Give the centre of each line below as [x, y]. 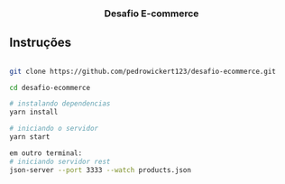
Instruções [41, 43]
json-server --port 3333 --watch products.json [101, 170]
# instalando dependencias [60, 104]
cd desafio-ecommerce [50, 87]
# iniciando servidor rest [60, 161]
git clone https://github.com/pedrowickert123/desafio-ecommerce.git [143, 71]
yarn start [30, 137]
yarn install [34, 112]
